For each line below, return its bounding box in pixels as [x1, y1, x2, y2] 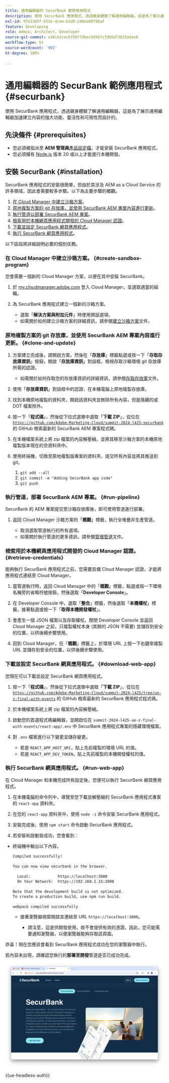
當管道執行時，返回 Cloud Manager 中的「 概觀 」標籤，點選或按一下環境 [12, 583, 162, 589]
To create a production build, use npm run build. [12, 894, 121, 899]
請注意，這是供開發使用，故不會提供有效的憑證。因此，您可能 [27, 924, 156, 930]
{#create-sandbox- [93, 254, 142, 261]
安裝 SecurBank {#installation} [5, 167, 103, 176]
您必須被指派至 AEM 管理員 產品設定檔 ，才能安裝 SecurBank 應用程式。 [12, 145, 160, 151]
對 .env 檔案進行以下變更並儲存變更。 [12, 733, 91, 740]
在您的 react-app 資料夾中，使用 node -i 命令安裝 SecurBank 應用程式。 [12, 811, 162, 817]
